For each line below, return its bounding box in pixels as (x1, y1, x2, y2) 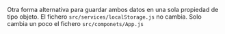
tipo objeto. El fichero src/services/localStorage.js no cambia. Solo (7, 13, 202, 21)
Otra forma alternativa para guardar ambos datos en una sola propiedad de (7, 6, 219, 13)
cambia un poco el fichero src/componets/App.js (7, 20, 144, 27)
